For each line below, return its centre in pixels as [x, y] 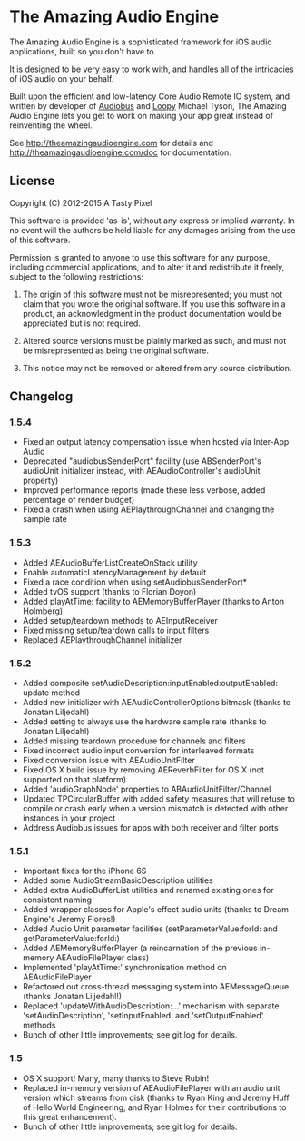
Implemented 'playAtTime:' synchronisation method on [124, 968]
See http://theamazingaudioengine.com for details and [111, 143]
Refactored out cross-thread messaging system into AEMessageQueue [156, 987]
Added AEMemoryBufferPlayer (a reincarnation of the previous [140, 948]
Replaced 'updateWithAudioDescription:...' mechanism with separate [151, 1006]
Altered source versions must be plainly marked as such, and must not [154, 340]
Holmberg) [43, 611]
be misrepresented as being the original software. [115, 350]
